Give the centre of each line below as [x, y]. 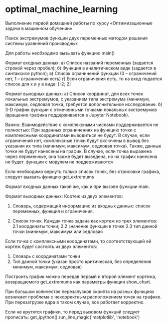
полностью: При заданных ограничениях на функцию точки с [71, 130]
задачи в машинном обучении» [39, 28]
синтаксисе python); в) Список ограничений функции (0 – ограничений [81, 73]
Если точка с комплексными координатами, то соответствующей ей [78, 241]
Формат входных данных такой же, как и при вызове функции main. [78, 186]
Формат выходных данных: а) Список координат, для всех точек [74, 93]
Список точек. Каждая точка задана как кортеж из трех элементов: [85, 220]
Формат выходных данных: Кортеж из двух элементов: [64, 196]
